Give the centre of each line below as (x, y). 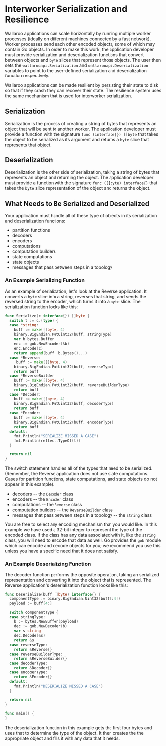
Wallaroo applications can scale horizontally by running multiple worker (78, 33)
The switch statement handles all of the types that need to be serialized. (79, 468)
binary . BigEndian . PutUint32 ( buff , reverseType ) (64, 367)
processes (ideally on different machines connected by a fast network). (78, 39)
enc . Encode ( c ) (28, 348)
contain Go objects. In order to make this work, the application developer (80, 49)
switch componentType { (34, 612)
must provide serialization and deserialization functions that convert (75, 54)
